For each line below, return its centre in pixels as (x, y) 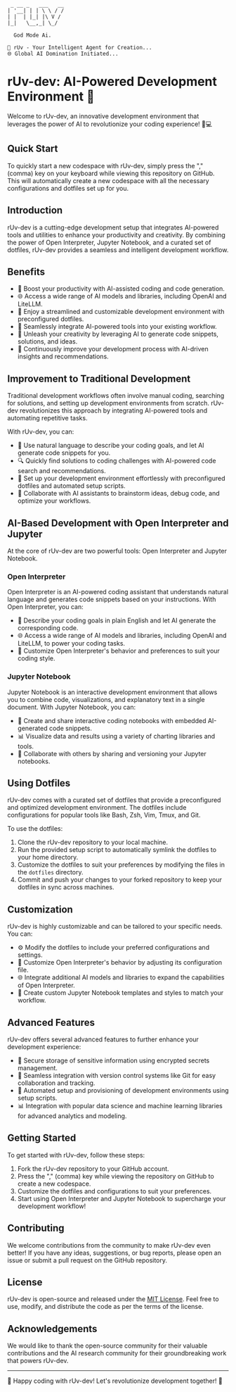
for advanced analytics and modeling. (72, 1116)
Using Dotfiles (39, 783)
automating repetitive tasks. (47, 418)
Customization (40, 909)
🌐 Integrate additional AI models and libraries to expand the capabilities (121, 977)
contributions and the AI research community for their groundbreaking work (117, 1353)
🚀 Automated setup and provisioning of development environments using (123, 1091)
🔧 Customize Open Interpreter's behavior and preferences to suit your (118, 651)
